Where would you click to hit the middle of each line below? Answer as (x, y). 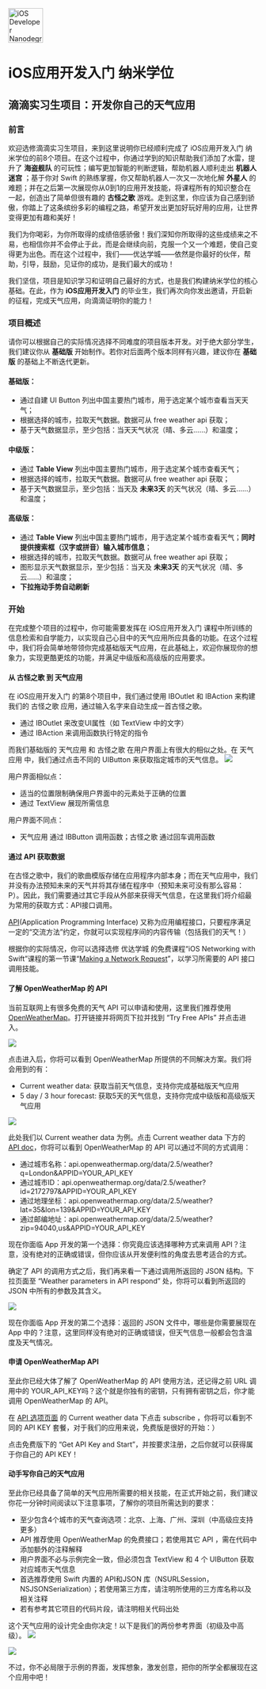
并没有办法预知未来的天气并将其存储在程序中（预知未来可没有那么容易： (126, 886)
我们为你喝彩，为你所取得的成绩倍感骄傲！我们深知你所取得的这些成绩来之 (129, 234)
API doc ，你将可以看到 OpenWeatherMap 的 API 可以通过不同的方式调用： (129, 1147)
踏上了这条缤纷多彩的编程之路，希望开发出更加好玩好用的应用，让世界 (143, 207)
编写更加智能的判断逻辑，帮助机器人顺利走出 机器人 (173, 168)
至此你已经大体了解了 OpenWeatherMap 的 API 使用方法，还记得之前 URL (128, 1381)
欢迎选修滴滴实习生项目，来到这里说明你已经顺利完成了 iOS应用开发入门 (126, 148)
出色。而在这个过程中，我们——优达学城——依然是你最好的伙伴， (136, 254)
